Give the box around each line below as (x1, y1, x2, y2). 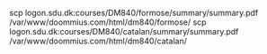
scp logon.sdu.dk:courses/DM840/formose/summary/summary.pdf (9, 8, 259, 18)
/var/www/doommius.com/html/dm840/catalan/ (9, 35, 187, 46)
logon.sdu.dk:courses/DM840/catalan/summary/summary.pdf (9, 27, 239, 36)
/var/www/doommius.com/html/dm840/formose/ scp (9, 17, 207, 27)
